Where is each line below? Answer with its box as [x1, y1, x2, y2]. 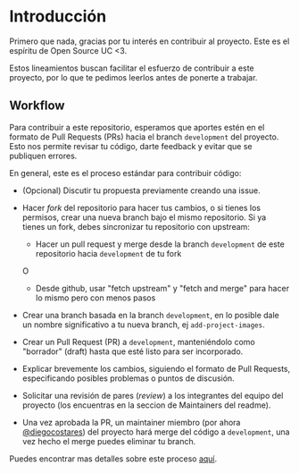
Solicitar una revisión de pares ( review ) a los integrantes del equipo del [21, 390, 284, 401]
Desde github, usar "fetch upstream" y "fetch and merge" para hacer [35, 283, 290, 293]
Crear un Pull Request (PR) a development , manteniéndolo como [21, 336, 256, 347]
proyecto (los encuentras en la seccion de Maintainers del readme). [21, 400, 271, 410]
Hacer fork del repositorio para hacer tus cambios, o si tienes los [21, 202, 262, 213]
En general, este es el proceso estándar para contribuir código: [9, 167, 242, 178]
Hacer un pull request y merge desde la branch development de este [35, 239, 286, 249]
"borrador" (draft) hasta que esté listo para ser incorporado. [21, 346, 244, 357]
